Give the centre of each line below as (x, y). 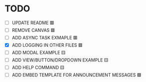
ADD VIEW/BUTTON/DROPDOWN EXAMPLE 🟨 (60, 60)
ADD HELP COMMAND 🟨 (38, 67)
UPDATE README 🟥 (33, 22)
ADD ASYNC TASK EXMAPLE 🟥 (45, 37)
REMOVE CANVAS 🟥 (33, 30)
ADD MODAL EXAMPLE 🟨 (39, 52)
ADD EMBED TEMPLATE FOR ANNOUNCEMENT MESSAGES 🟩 (76, 75)
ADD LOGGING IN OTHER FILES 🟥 (47, 45)
